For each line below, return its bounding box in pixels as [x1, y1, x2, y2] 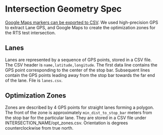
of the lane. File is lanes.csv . [5, 77, 63, 83]
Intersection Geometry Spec [5, 3, 122, 15]
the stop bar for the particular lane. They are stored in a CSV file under [5, 115, 146, 120]
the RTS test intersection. [5, 30, 56, 35]
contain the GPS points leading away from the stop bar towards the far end [5, 72, 155, 78]
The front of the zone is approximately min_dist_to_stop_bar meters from [5, 109, 152, 115]
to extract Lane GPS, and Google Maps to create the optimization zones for [5, 24, 156, 30]
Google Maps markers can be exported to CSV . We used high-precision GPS [5, 19, 159, 25]
